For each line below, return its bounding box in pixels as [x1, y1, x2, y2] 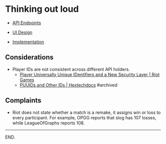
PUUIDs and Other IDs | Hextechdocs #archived [19, 82, 118, 88]
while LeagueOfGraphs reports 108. [12, 120, 85, 126]
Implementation [12, 38, 44, 45]
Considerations [5, 53, 54, 62]
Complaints [5, 96, 41, 105]
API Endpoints [12, 20, 41, 26]
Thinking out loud [5, 3, 79, 15]
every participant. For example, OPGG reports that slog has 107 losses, [12, 114, 157, 120]
